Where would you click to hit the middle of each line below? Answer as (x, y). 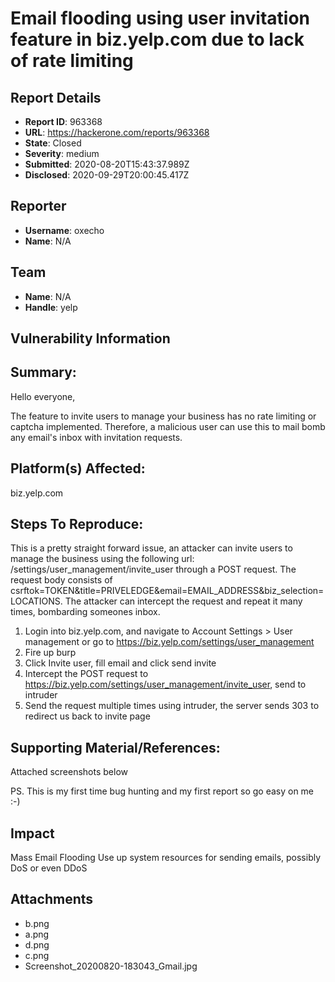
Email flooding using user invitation (160, 18)
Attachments (52, 899)
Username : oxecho (64, 230)
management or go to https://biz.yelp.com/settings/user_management (169, 642)
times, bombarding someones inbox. (85, 612)
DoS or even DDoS (49, 868)
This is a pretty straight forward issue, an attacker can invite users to (151, 548)
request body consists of (61, 580)
